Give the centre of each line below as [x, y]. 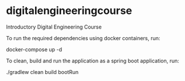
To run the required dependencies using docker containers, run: [83, 38]
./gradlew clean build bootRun [42, 72]
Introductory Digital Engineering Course [54, 27]
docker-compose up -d [34, 49]
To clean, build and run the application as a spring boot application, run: [93, 61]
